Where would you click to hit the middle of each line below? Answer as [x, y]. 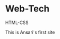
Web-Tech [27, 9]
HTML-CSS [17, 22]
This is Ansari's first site [30, 32]
